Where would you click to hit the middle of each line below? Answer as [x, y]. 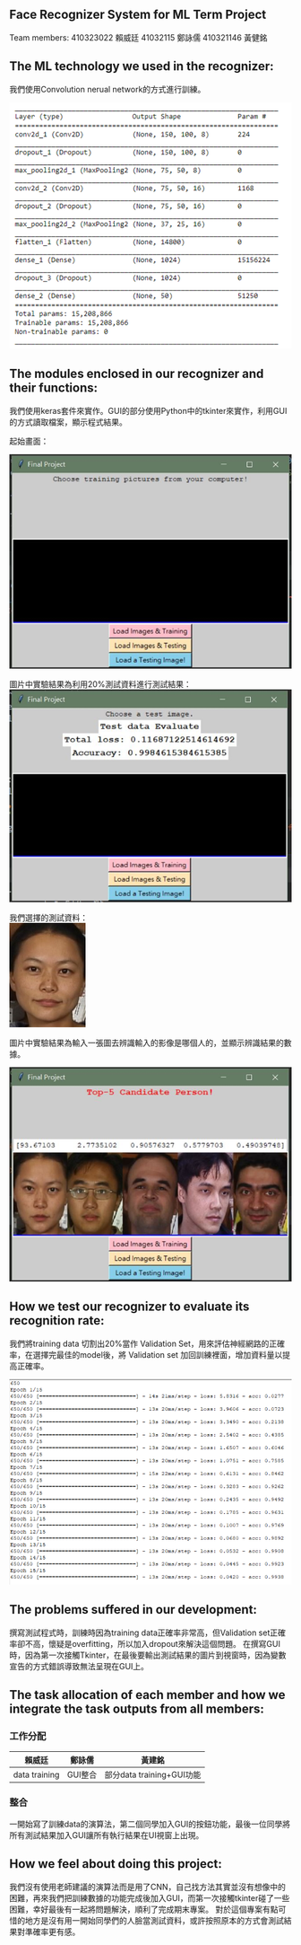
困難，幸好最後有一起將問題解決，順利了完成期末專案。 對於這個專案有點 [144, 1909]
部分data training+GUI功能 [153, 1775]
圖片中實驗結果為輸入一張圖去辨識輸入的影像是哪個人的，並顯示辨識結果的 [146, 1043]
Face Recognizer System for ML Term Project [138, 15]
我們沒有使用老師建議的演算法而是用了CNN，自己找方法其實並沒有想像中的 [148, 1887]
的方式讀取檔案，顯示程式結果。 [68, 422]
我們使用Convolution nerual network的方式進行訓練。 [107, 89]
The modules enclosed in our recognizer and [137, 374]
